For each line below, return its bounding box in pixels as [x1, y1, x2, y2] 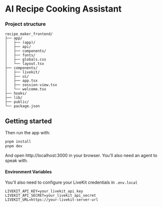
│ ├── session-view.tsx [5, 82, 57, 88]
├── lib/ [5, 96, 23, 100]
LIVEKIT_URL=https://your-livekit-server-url [5, 197, 98, 202]
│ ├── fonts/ [5, 53, 36, 58]
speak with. [5, 158, 28, 163]
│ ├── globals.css [5, 57, 47, 62]
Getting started [5, 117, 52, 125]
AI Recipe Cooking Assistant [5, 3, 122, 15]
